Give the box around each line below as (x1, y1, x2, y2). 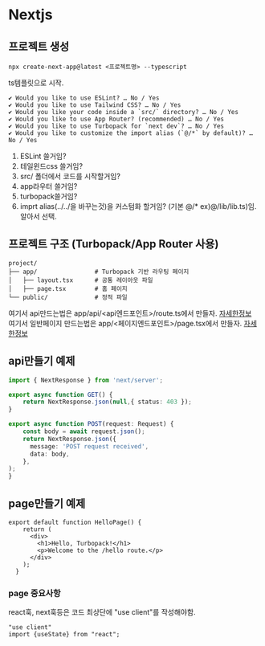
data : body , (29, 450, 70, 458)
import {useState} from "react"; (8, 631, 120, 639)
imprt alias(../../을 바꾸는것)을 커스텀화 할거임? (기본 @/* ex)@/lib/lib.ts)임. (19, 202, 257, 211)
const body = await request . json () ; (22, 427, 146, 435)
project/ (8, 259, 38, 267)
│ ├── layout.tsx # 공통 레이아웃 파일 (8, 276, 153, 284)
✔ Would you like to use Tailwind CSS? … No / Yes (8, 101, 181, 109)
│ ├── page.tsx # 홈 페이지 (8, 284, 128, 292)
